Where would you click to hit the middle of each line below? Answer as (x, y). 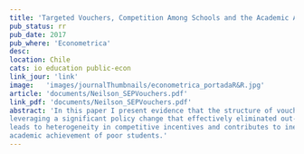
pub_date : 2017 (38, 34)
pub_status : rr (38, 26)
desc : (19, 52)
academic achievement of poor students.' (89, 136)
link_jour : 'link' (44, 77)
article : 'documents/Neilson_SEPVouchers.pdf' (99, 93)
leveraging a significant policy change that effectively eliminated (143, 119)
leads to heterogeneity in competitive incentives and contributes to (145, 128)
